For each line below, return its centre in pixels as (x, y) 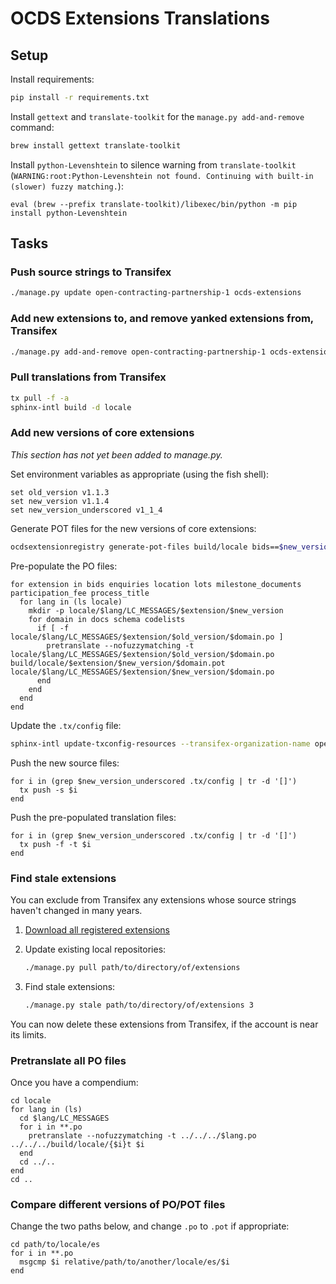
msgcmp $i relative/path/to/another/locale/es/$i (124, 1262)
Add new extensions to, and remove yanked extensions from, (162, 319)
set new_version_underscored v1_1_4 (86, 510)
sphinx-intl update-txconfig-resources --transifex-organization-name (160, 743)
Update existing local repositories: (95, 949)
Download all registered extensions (97, 929)
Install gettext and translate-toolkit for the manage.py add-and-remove (157, 116)
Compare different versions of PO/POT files (118, 1204)
